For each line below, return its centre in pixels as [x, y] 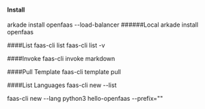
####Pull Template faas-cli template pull [64, 72]
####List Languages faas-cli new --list [62, 85]
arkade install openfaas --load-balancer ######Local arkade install [103, 25]
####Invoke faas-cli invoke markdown [61, 59]
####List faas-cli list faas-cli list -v [56, 45]
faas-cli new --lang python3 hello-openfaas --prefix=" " [85, 99]
